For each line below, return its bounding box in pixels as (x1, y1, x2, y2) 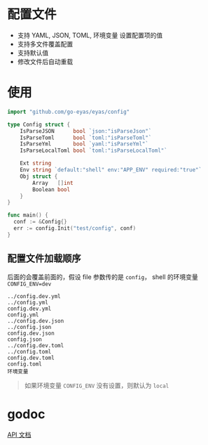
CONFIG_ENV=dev (7, 280, 52, 288)
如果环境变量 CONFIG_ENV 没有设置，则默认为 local (24, 381, 169, 389)
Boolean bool (32, 186, 71, 193)
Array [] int (32, 179, 74, 186)
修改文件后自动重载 (17, 57, 74, 65)
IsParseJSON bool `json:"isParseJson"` (20, 127, 152, 134)
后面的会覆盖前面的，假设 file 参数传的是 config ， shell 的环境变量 (7, 272, 198, 281)
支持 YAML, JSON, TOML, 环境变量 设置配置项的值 (17, 31, 163, 39)
